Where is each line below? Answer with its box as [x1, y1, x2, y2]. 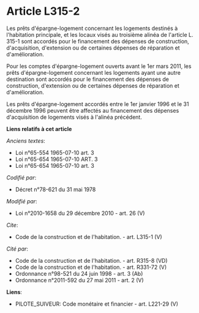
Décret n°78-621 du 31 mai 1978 [15, 186, 96, 193]
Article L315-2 [6, 4, 80, 18]
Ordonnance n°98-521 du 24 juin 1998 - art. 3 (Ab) [15, 270, 143, 277]
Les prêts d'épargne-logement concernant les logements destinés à [6, 25, 178, 32]
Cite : [6, 221, 18, 228]
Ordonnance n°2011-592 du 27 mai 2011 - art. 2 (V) [15, 276, 144, 284]
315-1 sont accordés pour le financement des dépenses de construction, [6, 37, 190, 45]
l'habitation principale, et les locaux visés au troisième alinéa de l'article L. [6, 31, 194, 38]
